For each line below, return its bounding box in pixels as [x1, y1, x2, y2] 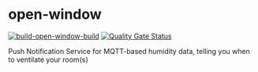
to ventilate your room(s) [8, 55, 88, 64]
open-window [8, 5, 103, 23]
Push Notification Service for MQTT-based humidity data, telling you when [8, 46, 250, 56]
